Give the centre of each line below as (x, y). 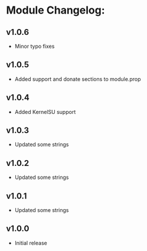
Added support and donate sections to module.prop (78, 79)
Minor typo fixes (35, 46)
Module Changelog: (55, 10)
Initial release (31, 243)
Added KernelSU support (45, 112)
